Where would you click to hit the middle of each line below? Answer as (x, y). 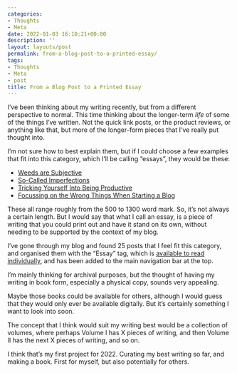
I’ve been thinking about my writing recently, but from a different (102, 107)
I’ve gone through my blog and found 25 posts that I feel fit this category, (115, 246)
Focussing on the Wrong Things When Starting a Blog (96, 195)
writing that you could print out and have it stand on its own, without (107, 225)
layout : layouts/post (39, 47)
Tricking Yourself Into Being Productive (75, 188)
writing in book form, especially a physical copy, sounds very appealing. (113, 282)
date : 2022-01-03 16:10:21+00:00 (57, 34)
